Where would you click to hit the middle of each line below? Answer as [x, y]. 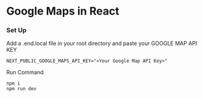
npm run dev [21, 89]
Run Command [25, 72]
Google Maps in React [63, 11]
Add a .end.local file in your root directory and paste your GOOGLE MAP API [102, 43]
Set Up [16, 30]
